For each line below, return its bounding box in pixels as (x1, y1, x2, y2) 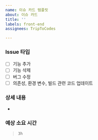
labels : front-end (5, 21, 44, 27)
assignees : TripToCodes (5, 26, 56, 31)
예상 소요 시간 (5, 119, 37, 126)
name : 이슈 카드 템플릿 (5, 7, 48, 13)
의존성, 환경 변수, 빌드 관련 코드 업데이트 (12, 80, 93, 86)
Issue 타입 (5, 49, 30, 56)
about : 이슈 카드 (5, 12, 38, 17)
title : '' (5, 17, 27, 22)
